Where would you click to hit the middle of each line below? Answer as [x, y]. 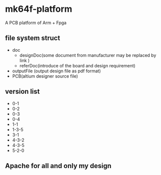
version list [23, 92]
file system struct [33, 38]
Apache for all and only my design [58, 166]
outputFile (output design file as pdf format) [56, 71]
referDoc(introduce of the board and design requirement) [78, 65]
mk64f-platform [39, 9]
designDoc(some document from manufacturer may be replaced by [88, 55]
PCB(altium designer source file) [45, 76]
